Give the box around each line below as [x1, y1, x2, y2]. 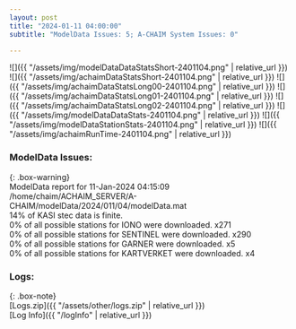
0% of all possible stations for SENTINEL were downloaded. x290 [9, 229, 252, 239]
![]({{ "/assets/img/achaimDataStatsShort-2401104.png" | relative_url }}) [9, 72, 275, 82]
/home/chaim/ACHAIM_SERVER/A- [9, 190, 137, 202]
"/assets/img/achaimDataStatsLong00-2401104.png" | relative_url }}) [21, 82, 275, 92]
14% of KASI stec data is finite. [9, 210, 124, 221]
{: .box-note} [9, 290, 57, 301]
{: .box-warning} [9, 171, 70, 182]
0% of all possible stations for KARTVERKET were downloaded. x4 [9, 247, 256, 258]
